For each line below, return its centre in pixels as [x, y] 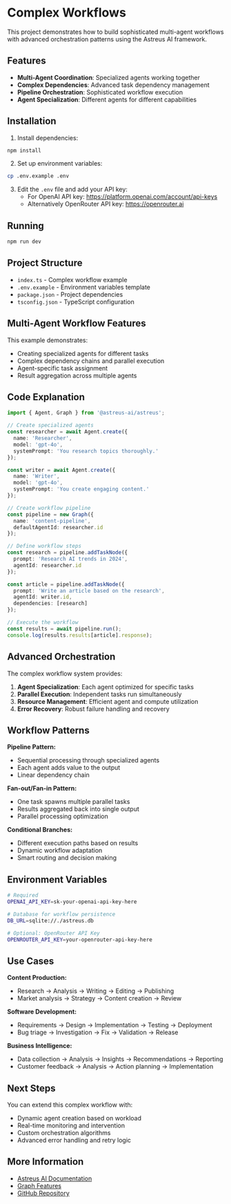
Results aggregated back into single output [78, 809]
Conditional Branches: [40, 830]
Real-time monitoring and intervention [71, 1125]
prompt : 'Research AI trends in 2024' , [71, 559]
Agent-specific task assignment [62, 368]
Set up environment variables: [60, 164]
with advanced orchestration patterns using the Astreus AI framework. [107, 39]
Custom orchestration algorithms [64, 1133]
